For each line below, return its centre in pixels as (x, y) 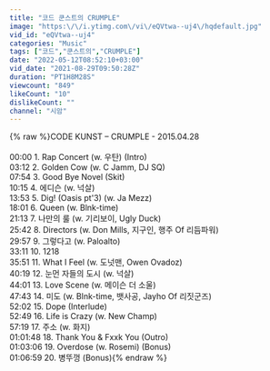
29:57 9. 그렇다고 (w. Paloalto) (65, 241)
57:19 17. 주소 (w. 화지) (50, 327)
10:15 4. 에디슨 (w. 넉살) (52, 188)
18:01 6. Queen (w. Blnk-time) (64, 208)
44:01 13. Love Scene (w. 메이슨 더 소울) (83, 285)
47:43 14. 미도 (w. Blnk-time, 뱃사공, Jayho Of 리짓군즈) (110, 296)
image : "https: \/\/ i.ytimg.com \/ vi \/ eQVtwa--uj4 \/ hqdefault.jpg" (135, 26)
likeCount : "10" (40, 94)
